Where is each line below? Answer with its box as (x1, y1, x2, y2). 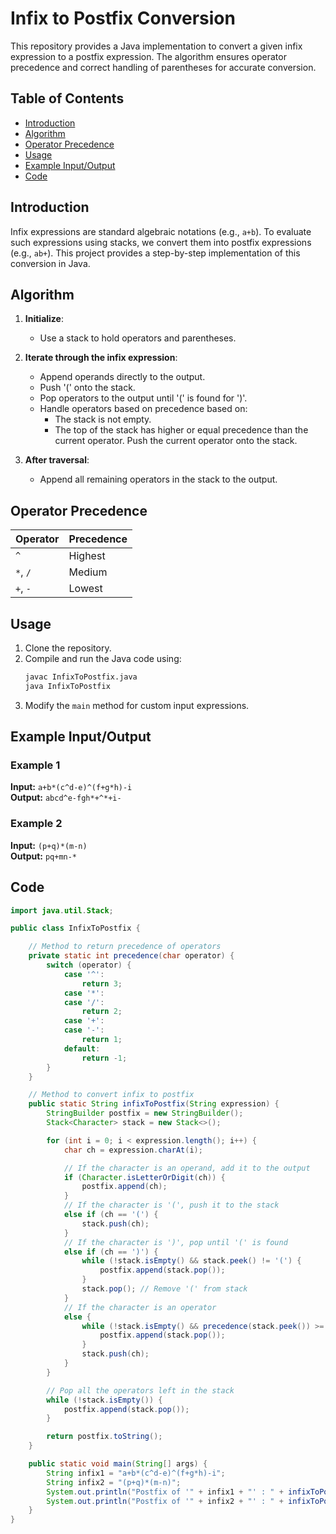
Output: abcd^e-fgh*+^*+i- (10, 792, 122, 804)
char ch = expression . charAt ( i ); (63, 1145, 203, 1155)
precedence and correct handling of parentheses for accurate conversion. (10, 61, 317, 73)
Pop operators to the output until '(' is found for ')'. (39, 392, 248, 404)
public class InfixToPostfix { (10, 923, 141, 934)
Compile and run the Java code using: (24, 653, 182, 664)
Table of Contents (10, 90, 125, 107)
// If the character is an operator (63, 1302, 217, 1312)
